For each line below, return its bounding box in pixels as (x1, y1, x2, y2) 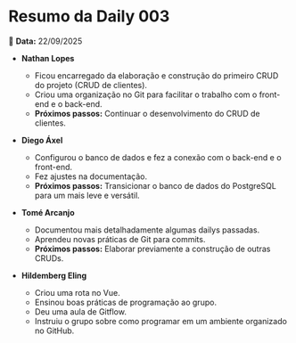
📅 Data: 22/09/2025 (8, 36, 83, 46)
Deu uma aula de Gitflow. (34, 306, 127, 317)
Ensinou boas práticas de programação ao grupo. (34, 297, 218, 307)
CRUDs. (34, 252, 64, 264)
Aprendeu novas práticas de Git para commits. (34, 233, 206, 244)
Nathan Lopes (21, 53, 75, 63)
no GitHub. (34, 325, 75, 336)
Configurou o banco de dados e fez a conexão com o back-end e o (34, 151, 282, 162)
